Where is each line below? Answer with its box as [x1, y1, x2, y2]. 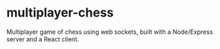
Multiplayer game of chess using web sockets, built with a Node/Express [6, 28, 213, 36]
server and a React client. [6, 35, 79, 43]
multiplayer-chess [6, 5, 114, 21]
